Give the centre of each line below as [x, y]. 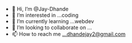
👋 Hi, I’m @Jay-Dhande [40, 9]
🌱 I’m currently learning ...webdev [53, 21]
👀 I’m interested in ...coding [45, 15]
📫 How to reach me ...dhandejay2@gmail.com [69, 34]
